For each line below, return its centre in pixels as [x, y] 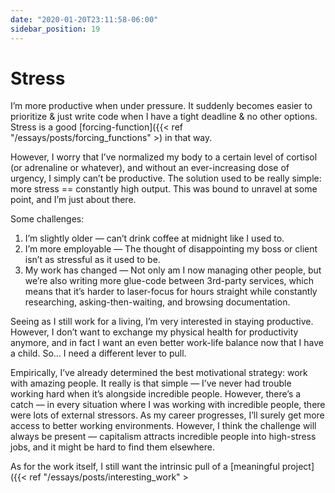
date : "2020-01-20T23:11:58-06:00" [84, 19]
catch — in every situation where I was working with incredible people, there [168, 405]
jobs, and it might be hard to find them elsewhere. [112, 447]
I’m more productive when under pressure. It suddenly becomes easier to [161, 106]
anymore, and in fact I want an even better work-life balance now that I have [167, 343]
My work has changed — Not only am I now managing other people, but [173, 270]
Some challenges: [47, 219]
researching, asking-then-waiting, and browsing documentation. [157, 302]
